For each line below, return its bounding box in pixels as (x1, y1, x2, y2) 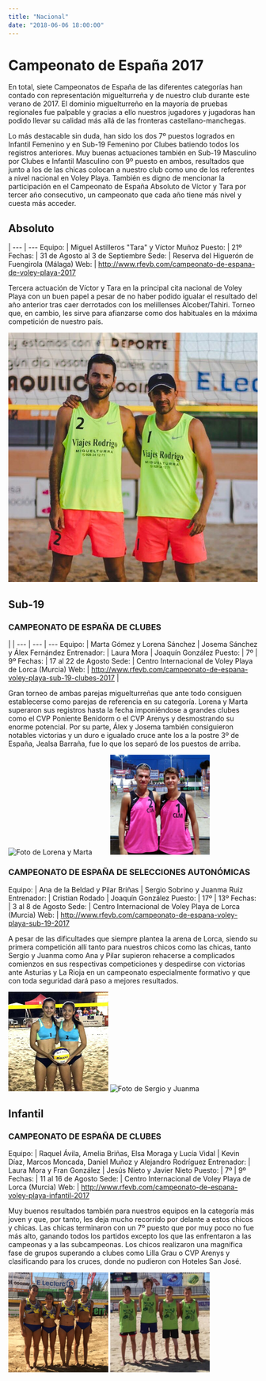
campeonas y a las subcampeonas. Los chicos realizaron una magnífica (8, 1240, 243, 1250)
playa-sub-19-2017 (8, 919, 70, 928)
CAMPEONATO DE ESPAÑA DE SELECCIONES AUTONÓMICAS (8, 867, 251, 878)
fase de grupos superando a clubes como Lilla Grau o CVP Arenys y (8, 1248, 230, 1258)
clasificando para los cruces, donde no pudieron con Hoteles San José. (8, 1257, 241, 1266)
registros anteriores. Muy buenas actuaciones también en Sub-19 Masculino (8, 148, 257, 158)
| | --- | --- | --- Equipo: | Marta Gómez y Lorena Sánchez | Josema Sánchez (8, 639, 258, 649)
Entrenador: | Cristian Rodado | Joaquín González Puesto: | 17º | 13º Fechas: (8, 893, 257, 903)
